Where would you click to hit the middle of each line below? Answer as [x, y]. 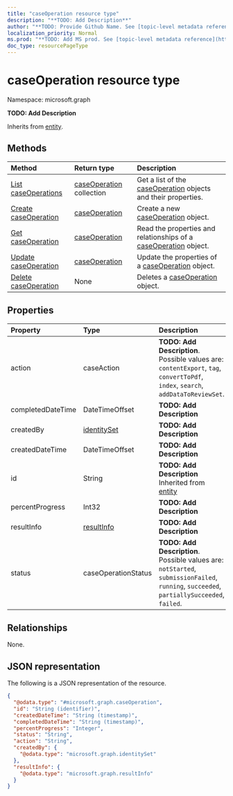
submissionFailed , [188, 577]
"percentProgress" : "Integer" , [59, 728]
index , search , [181, 385]
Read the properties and [176, 228]
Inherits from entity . [35, 127]
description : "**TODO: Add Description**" [69, 20]
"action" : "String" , [43, 741]
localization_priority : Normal [52, 33]
